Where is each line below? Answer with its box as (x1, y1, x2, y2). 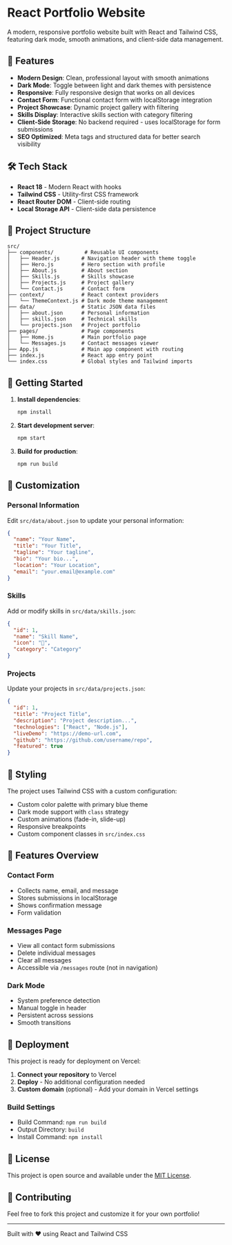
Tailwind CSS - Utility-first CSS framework (17, 190, 139, 198)
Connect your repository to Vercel (17, 1071, 117, 1079)
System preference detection (17, 996, 101, 1005)
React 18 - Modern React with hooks (17, 182, 122, 191)
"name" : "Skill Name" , (13, 633, 79, 640)
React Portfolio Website (7, 5, 146, 21)
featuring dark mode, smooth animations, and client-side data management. (7, 35, 224, 43)
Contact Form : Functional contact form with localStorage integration (17, 96, 213, 104)
